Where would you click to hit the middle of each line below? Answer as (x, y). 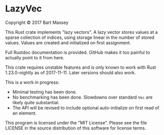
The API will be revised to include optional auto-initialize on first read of (86, 108)
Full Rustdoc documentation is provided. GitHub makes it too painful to (78, 52)
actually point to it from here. (35, 57)
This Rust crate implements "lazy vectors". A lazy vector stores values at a (82, 32)
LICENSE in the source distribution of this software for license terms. (76, 128)
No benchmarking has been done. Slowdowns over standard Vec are (82, 97)
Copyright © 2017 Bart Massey (37, 22)
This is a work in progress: (32, 82)
